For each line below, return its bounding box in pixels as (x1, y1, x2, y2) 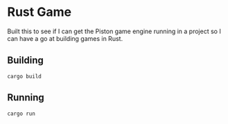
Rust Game (7, 4, 71, 20)
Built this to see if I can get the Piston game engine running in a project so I (7, 27, 222, 35)
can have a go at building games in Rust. (7, 34, 123, 42)
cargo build (7, 73, 42, 80)
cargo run (7, 110, 36, 117)
